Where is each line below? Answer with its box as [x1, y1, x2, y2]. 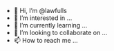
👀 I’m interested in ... [13, 14, 73, 22]
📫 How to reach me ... [13, 37, 78, 44]
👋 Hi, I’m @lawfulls [13, 7, 67, 14]
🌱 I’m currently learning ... [13, 21, 88, 29]
